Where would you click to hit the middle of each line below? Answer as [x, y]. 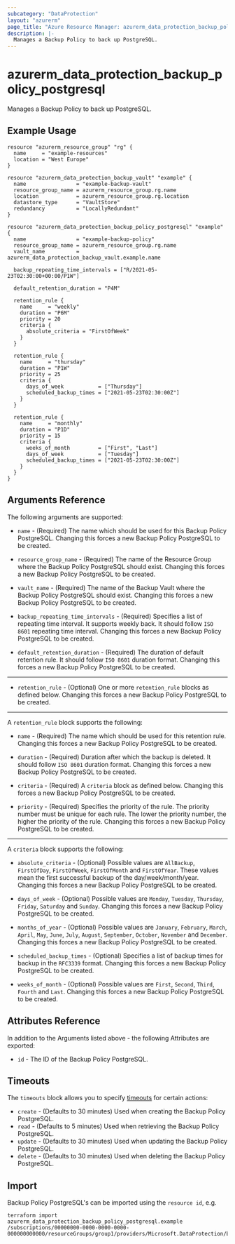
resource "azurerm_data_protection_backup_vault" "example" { [100, 178]
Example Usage [42, 131]
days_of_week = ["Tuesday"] [82, 454]
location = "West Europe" [51, 159]
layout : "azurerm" [34, 20]
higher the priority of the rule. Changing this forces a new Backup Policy [121, 821]
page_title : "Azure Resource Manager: [64, 27]
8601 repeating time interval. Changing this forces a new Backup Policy [119, 631]
